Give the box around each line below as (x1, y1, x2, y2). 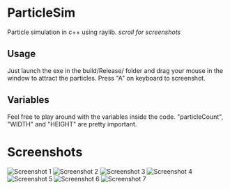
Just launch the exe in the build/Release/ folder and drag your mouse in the (7, 66, 224, 74)
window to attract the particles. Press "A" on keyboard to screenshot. (7, 74, 206, 82)
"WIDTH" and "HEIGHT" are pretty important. (7, 120, 137, 128)
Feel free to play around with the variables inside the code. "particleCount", (7, 113, 224, 121)
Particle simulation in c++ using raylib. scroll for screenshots (7, 28, 181, 36)
